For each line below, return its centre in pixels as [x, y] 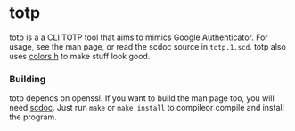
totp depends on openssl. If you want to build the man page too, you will [142, 98]
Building [28, 79]
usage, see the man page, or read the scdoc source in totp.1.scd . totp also [148, 46]
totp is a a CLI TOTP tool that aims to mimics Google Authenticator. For [139, 37]
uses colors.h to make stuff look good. [80, 56]
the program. [33, 117]
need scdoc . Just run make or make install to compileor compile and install [147, 108]
